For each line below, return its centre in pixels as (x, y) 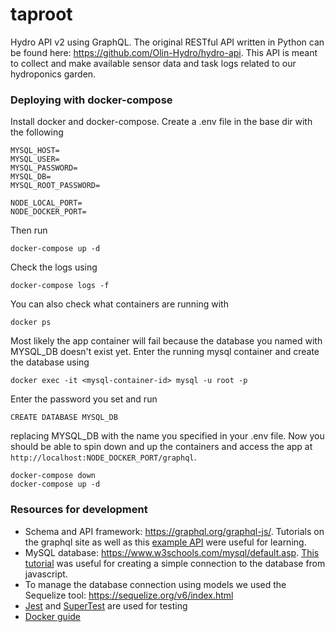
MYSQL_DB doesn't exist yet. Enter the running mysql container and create (165, 352)
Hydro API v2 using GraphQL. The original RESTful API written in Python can (167, 42)
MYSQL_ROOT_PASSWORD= (55, 186)
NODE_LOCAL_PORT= (46, 203)
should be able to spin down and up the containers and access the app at (161, 447)
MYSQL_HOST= (35, 151)
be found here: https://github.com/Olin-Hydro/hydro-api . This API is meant (164, 52)
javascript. (46, 574)
